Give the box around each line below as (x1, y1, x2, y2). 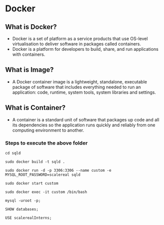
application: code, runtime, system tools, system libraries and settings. (12, 89, 157, 95)
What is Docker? (5, 23, 57, 31)
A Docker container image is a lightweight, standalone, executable (12, 78, 147, 84)
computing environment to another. (12, 127, 84, 133)
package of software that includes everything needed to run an (12, 84, 141, 90)
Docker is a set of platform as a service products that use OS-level (12, 36, 148, 41)
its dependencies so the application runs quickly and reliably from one (12, 122, 156, 128)
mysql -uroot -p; (5, 198, 41, 203)
